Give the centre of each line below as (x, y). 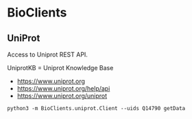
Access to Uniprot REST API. (47, 54)
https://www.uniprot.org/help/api (63, 88)
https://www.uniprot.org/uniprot (62, 96)
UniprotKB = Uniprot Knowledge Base (60, 68)
